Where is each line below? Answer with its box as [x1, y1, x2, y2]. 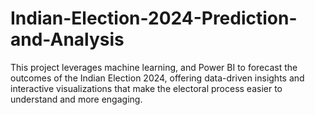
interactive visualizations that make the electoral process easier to [10, 82, 283, 94]
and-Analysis [10, 28, 125, 51]
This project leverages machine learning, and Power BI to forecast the [10, 61, 298, 73]
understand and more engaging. [10, 93, 143, 105]
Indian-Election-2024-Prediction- [10, 7, 298, 30]
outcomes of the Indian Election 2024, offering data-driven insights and [10, 72, 305, 84]
